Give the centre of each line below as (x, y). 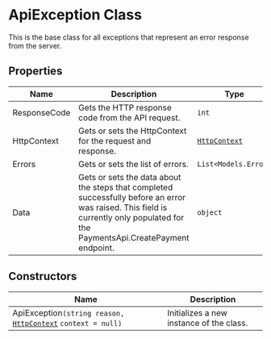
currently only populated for (131, 217)
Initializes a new (198, 312)
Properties (35, 71)
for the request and (115, 140)
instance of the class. (208, 323)
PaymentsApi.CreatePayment (133, 237)
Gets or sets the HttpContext (132, 131)
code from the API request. (129, 117)
